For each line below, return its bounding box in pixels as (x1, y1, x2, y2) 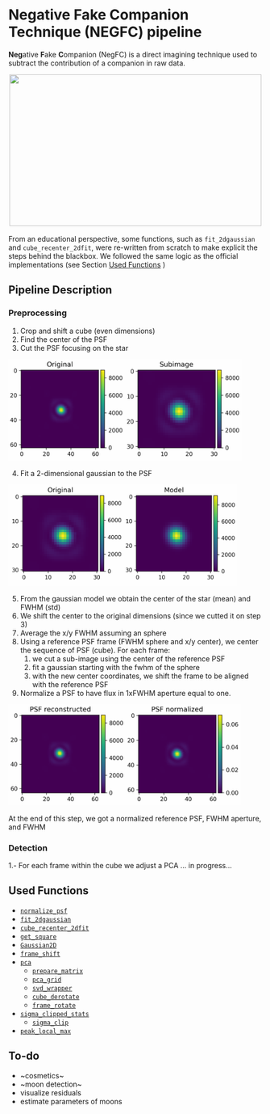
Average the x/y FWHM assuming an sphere (19, 628, 167, 638)
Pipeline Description (8, 283, 113, 297)
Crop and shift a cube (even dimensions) (19, 326, 156, 335)
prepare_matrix (31, 967, 83, 975)
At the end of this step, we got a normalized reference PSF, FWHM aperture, (8, 813, 262, 823)
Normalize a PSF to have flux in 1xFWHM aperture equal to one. (19, 688, 231, 698)
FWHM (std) (19, 602, 61, 612)
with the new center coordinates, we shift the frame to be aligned (31, 671, 249, 681)
